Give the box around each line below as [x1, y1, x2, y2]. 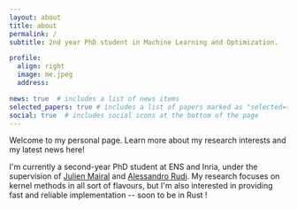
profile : [9, 54, 42, 63]
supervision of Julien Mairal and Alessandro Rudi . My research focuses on [9, 171, 280, 182]
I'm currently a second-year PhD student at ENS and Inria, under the [9, 161, 258, 173]
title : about [9, 21, 57, 30]
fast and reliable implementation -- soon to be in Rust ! [9, 190, 208, 200]
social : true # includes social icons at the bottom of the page [9, 111, 259, 120]
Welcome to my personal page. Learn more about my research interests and [9, 135, 286, 146]
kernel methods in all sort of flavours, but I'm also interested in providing [9, 181, 273, 191]
